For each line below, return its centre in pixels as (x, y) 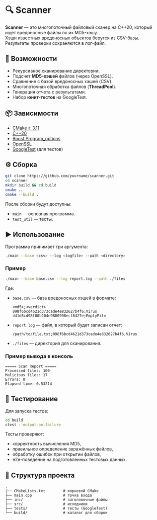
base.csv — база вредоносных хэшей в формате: (64, 298)
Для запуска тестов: (27, 411)
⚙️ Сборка (21, 164)
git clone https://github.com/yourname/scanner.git (60, 176)
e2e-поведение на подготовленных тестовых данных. (70, 460)
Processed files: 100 (28, 371)
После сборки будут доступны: (38, 204)
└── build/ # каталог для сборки (56, 513)
